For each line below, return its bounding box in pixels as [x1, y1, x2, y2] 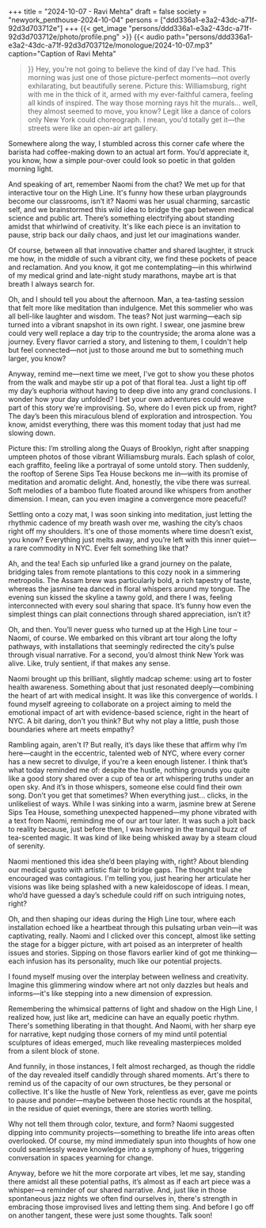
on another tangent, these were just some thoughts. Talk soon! [8, 1211, 213, 1220]
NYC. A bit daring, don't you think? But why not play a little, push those [8, 716, 239, 725]
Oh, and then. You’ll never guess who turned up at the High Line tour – [8, 625, 237, 634]
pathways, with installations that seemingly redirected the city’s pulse [8, 642, 235, 651]
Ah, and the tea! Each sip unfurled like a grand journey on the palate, [8, 559, 232, 568]
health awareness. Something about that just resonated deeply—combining [8, 682, 254, 692]
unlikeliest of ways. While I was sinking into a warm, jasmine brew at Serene [8, 799, 256, 809]
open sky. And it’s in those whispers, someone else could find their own [8, 782, 242, 791]
